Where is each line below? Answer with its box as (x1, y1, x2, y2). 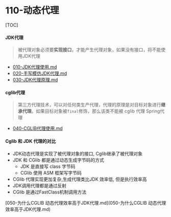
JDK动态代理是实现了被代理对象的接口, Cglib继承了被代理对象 (12, 150, 143, 157)
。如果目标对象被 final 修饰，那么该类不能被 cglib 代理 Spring (31, 108, 160, 114)
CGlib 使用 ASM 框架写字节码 (20, 169, 82, 176)
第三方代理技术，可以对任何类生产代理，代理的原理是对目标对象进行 (17, 102, 161, 108)
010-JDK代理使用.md (12, 64, 57, 70)
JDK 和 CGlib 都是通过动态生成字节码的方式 (12, 157, 105, 163)
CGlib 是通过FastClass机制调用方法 (12, 189, 87, 195)
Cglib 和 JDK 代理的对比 (5, 138, 56, 144)
